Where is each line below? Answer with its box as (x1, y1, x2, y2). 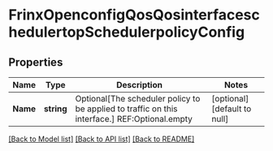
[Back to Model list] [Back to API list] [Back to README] (8, 134, 195, 144)
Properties (8, 55, 63, 69)
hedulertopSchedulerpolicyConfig (8, 23, 245, 41)
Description (116, 80, 162, 90)
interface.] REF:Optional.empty (75, 114, 193, 124)
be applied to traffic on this (75, 103, 178, 114)
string (43, 103, 67, 114)
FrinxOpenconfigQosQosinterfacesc (8, 6, 260, 24)
